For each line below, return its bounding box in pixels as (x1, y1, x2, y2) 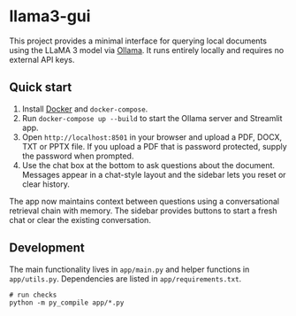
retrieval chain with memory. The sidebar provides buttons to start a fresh (9, 205, 277, 216)
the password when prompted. (21, 150, 134, 161)
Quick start (9, 80, 72, 95)
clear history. (21, 179, 71, 189)
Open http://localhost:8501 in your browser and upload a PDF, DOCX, (21, 131, 283, 143)
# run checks (9, 290, 57, 299)
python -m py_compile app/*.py (9, 298, 125, 307)
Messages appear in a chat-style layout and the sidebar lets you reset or (21, 169, 286, 180)
